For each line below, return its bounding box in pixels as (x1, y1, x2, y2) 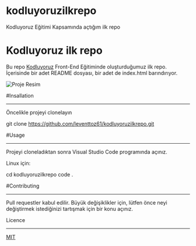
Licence (6, 216, 25, 223)
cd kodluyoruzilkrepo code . (6, 171, 73, 178)
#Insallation (6, 92, 34, 99)
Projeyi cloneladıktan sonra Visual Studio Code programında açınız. (6, 148, 167, 155)
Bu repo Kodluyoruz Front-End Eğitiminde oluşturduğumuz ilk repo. (6, 63, 167, 70)
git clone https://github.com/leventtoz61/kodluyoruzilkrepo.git (6, 120, 155, 127)
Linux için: (6, 160, 31, 167)
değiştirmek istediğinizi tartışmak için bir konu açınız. (6, 205, 133, 212)
